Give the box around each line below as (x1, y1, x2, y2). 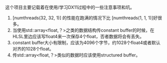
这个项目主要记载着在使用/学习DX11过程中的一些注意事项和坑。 (5, 4, 135, 10)
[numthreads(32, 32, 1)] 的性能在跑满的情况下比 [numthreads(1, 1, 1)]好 (12, 15, 158, 21)
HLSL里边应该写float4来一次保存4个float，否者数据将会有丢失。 (12, 34, 144, 39)
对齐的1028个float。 (12, 46, 54, 52)
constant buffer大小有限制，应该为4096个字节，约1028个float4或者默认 (12, 40, 161, 46)
